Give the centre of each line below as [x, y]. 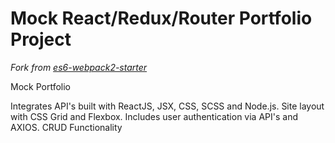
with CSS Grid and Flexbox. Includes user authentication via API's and [154, 116]
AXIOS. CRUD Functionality [66, 127]
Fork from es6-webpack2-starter [79, 67]
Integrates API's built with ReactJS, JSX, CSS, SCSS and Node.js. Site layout [167, 106]
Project [41, 39]
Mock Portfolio [40, 86]
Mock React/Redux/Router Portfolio [161, 18]
